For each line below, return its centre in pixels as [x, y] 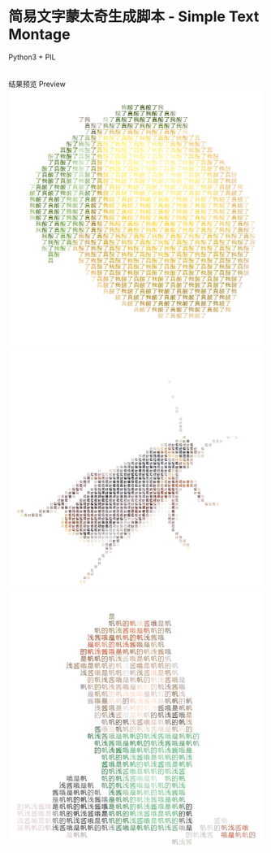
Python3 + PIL [32, 57]
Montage [39, 35]
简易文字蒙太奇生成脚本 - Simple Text [134, 17]
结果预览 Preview [37, 84]
